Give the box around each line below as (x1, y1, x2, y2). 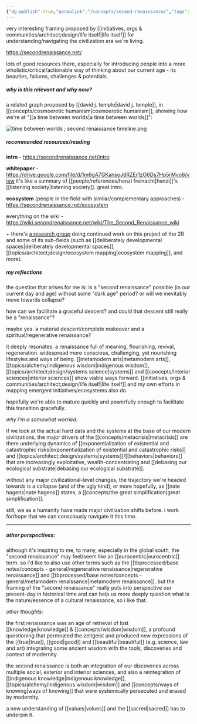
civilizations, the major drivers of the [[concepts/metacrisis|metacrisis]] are (6, 434, 188, 441)
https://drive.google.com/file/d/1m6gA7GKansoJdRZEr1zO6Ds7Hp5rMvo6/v (6, 171, 190, 178)
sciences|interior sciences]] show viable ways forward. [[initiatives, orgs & (6, 374, 186, 381)
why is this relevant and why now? (6, 86, 93, 93)
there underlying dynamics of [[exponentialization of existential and (6, 439, 169, 447)
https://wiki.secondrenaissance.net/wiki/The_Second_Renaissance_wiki (6, 219, 180, 226)
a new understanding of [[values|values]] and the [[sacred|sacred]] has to (6, 705, 186, 712)
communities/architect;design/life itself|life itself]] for (6, 31, 135, 38)
